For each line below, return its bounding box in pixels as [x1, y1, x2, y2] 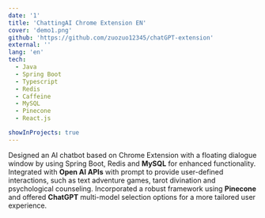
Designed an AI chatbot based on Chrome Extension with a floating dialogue [8, 150, 257, 160]
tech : [8, 56, 26, 64]
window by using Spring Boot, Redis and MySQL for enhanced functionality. [8, 159, 256, 168]
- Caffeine [15, 92, 51, 100]
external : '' [8, 41, 51, 49]
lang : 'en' [8, 48, 44, 56]
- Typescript [15, 77, 59, 85]
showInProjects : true [8, 129, 80, 137]
